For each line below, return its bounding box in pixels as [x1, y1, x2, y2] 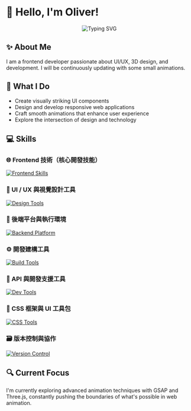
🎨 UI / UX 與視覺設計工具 [6, 186, 76, 194]
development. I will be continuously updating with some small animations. [6, 64, 186, 71]
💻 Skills [6, 133, 37, 144]
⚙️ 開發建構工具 [6, 245, 50, 253]
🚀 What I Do [6, 81, 50, 91]
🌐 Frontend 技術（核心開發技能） [6, 155, 102, 164]
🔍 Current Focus [6, 368, 70, 378]
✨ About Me [6, 42, 51, 52]
